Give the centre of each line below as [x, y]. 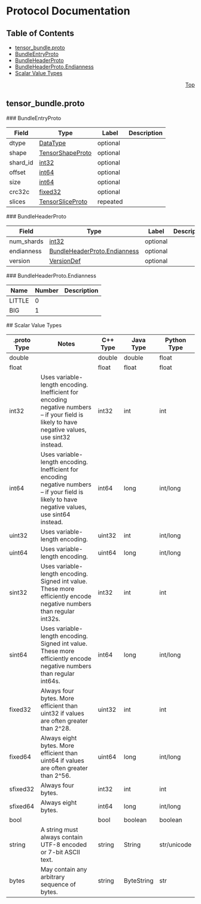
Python [176, 340]
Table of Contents [40, 33]
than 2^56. [56, 776]
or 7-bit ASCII [60, 852]
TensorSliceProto [63, 201]
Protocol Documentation [68, 11]
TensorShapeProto [65, 152]
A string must [59, 830]
